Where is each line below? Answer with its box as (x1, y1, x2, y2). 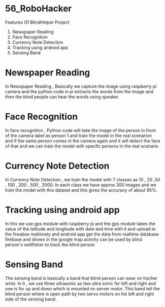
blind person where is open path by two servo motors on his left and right (5, 291, 154, 297)
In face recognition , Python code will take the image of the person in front (5, 127, 156, 133)
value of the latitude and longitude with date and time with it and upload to (5, 226, 156, 232)
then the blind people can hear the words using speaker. (5, 94, 120, 100)
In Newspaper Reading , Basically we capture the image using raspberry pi (5, 83, 157, 89)
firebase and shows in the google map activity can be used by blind (5, 236, 142, 242)
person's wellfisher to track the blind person (5, 241, 95, 247)
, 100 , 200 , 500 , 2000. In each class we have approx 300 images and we (5, 182, 157, 188)
